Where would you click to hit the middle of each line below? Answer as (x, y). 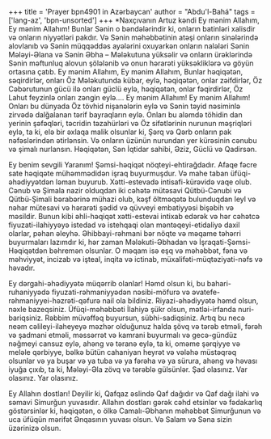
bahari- (219, 283)
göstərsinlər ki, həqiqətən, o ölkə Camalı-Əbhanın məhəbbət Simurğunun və (135, 411)
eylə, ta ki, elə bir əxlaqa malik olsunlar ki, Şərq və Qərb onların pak (120, 132)
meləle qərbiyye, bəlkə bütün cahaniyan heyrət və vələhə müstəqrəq (123, 352)
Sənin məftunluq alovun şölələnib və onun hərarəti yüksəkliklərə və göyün (131, 63)
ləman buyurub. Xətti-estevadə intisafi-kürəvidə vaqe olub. (154, 182)
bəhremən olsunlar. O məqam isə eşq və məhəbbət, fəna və (148, 251)
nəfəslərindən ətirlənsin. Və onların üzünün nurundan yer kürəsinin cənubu (133, 140)
